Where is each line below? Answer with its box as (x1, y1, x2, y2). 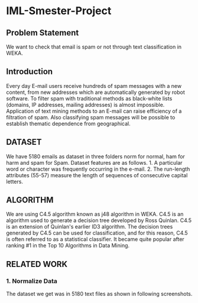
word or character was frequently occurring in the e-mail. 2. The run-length (6, 165, 190, 172)
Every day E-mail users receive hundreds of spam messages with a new (6, 82, 182, 89)
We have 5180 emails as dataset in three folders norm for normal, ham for (6, 152, 185, 160)
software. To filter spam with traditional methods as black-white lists (6, 95, 173, 102)
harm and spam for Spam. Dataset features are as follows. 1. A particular (6, 159, 183, 166)
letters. (6, 178, 24, 185)
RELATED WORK (6, 259, 68, 269)
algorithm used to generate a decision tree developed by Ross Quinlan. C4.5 (6, 217, 192, 224)
